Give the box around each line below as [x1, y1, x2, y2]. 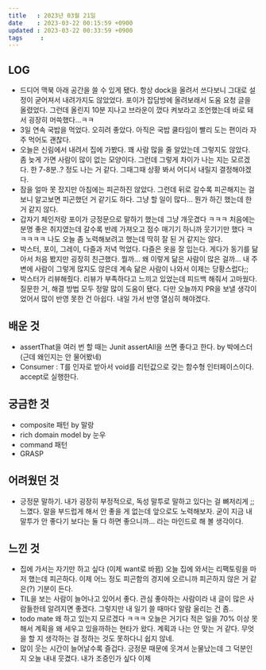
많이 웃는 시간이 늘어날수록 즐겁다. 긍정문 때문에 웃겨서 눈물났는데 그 [19, 644, 232, 653]
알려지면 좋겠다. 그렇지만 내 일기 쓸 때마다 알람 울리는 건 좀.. [47, 604, 233, 614]
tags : [8, 33, 44, 42]
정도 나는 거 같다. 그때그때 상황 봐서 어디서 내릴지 [65, 165, 218, 175]
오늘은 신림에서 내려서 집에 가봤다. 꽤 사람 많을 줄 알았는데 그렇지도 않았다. [19, 145, 251, 155]
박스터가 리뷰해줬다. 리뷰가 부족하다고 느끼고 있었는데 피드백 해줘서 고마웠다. [19, 274, 258, 284]
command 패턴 [19, 440, 68, 449]
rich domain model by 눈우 [19, 430, 106, 440]
